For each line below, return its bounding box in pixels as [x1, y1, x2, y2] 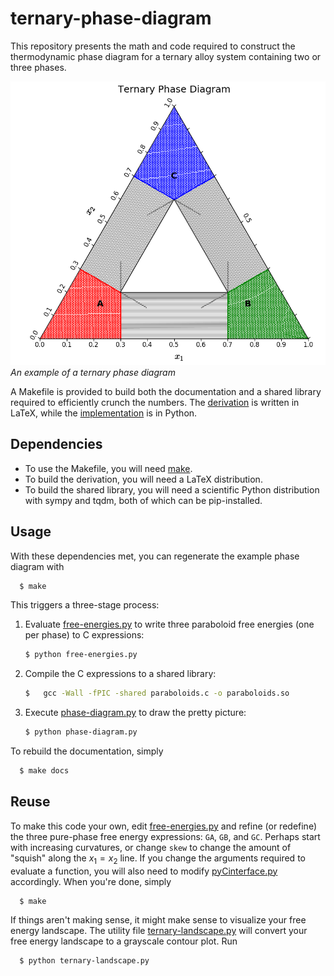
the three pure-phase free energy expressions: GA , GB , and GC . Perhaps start [10, 830, 321, 842]
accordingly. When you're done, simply [10, 875, 172, 887]
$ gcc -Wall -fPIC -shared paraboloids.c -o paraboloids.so [24, 688, 290, 699]
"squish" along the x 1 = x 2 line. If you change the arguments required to [10, 852, 306, 866]
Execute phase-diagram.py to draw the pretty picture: [24, 707, 247, 719]
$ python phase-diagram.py [24, 727, 138, 737]
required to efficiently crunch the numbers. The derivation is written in [10, 396, 300, 408]
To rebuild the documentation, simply [10, 745, 164, 757]
